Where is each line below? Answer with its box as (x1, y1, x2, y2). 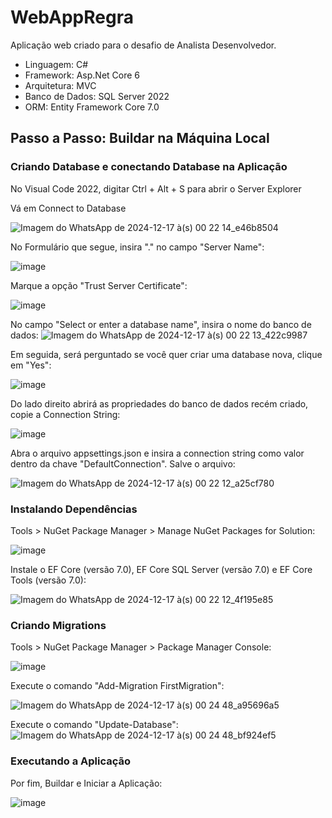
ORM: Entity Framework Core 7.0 (24, 101, 160, 113)
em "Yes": (10, 359, 52, 371)
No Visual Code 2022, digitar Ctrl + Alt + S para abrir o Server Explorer (10, 182, 302, 195)
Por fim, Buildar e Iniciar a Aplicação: (10, 777, 163, 789)
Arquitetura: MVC (24, 79, 97, 91)
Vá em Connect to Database (10, 202, 127, 214)
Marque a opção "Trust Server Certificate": (10, 279, 188, 291)
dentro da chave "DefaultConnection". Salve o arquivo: (10, 457, 236, 470)
